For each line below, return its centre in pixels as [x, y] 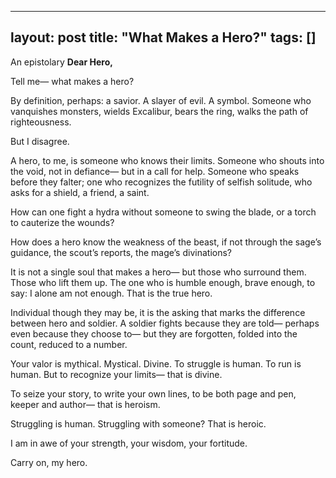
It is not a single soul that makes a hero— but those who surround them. [158, 272]
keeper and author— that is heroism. [85, 404]
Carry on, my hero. [49, 462]
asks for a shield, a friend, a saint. [80, 192]
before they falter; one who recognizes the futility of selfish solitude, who [161, 182]
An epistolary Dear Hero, [61, 62]
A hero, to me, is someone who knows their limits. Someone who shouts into [167, 160]
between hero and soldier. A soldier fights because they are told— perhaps [165, 323]
